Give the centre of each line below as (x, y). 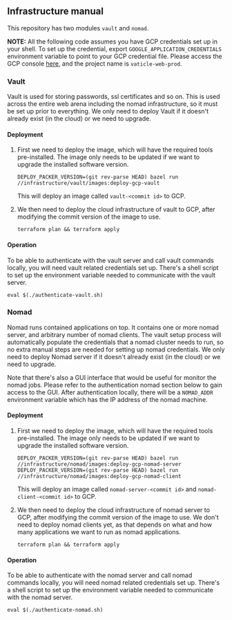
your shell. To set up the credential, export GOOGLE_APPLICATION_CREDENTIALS (115, 48)
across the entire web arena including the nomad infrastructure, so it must (113, 104)
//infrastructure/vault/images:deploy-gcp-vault (88, 183)
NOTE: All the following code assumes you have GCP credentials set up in (112, 42)
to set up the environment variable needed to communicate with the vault (112, 275)
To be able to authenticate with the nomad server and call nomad (100, 575)
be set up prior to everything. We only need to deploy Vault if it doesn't (108, 111)
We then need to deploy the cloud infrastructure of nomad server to (114, 510)
